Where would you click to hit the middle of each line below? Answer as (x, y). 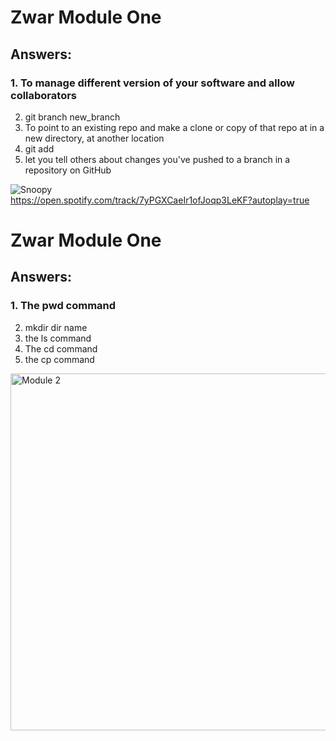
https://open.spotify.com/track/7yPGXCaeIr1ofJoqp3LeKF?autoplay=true (160, 200)
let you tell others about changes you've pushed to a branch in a (157, 159)
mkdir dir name (56, 327)
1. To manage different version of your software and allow (152, 83)
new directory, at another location (94, 138)
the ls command (58, 338)
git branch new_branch (72, 117)
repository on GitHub (68, 170)
